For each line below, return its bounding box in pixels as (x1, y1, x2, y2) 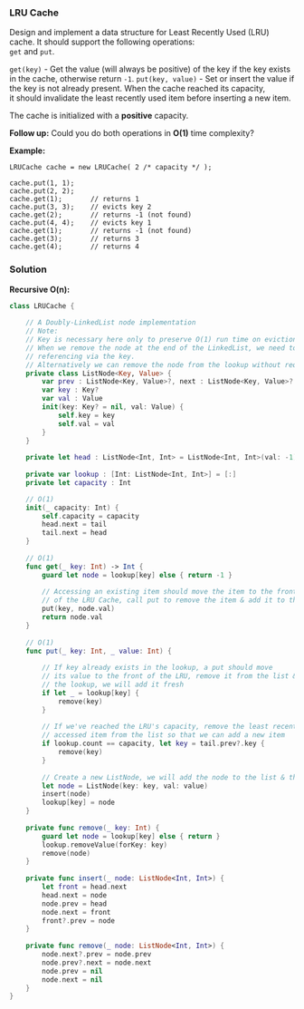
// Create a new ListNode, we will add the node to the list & (42, 772, 285, 781)
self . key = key (57, 411, 116, 420)
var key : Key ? (42, 385, 100, 395)
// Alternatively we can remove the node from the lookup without (25, 360, 281, 369)
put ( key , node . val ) (42, 605, 116, 614)
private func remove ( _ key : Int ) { (25, 823, 160, 832)
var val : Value (42, 394, 103, 403)
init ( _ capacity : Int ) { (25, 503, 119, 512)
